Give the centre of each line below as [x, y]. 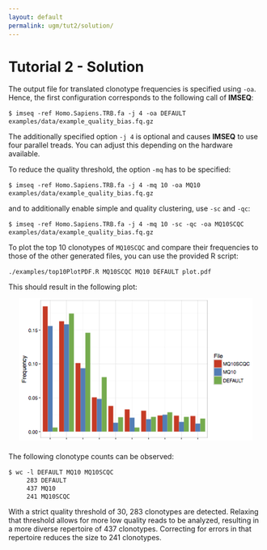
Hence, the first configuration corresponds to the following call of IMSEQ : [131, 98]
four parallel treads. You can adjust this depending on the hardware [121, 145]
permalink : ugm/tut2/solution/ [61, 26]
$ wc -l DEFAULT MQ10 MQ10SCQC [61, 473]
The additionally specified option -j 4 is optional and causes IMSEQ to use [133, 137]
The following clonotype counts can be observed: [91, 457]
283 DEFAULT [47, 481]
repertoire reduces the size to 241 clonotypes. [85, 538]
